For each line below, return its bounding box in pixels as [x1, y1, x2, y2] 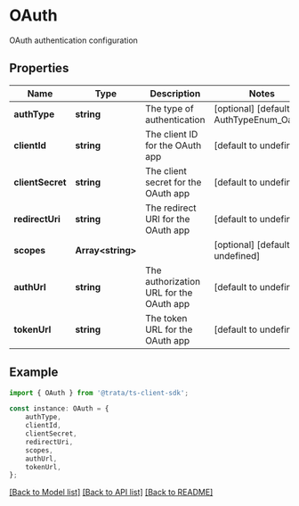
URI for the [145, 212, 190, 225]
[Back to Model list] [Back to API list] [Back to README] [9, 487, 214, 498]
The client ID [145, 128, 198, 140]
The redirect [145, 202, 198, 214]
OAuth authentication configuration [9, 35, 138, 46]
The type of [145, 102, 194, 114]
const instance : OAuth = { [9, 404, 109, 413]
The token [145, 311, 188, 324]
